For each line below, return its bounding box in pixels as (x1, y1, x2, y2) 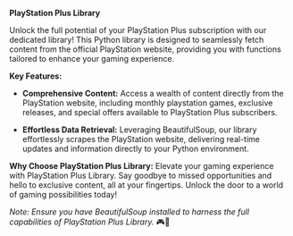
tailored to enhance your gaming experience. (9, 54, 175, 63)
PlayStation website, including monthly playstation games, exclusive (21, 97, 273, 108)
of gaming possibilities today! (9, 190, 118, 199)
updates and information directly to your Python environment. (21, 143, 249, 154)
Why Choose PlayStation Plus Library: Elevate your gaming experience (9, 161, 274, 171)
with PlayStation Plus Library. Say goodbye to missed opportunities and (9, 170, 272, 181)
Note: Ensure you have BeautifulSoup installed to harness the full (9, 206, 250, 217)
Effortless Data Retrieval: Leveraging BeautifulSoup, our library (21, 124, 257, 135)
